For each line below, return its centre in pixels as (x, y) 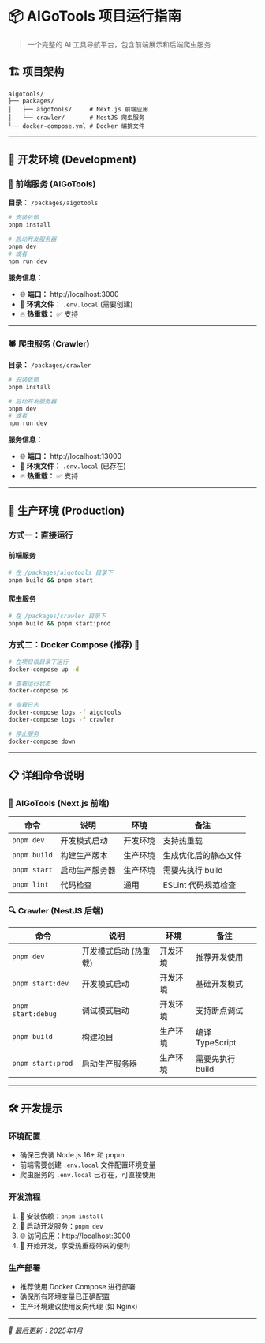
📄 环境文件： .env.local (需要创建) (76, 304)
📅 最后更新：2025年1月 (46, 1330)
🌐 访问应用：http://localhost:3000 (75, 1236)
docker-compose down (42, 741)
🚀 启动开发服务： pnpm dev (62, 1225)
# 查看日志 (24, 705)
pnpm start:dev (41, 983)
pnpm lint (30, 885)
